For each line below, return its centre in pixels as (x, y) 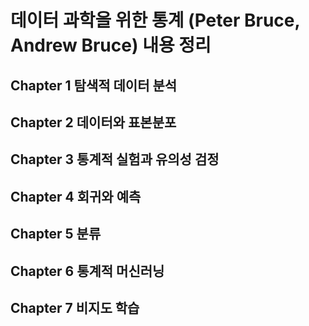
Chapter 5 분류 (56, 234)
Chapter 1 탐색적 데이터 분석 (94, 85)
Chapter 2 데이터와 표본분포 (93, 122)
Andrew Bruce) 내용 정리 (111, 45)
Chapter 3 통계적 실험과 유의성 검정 (115, 159)
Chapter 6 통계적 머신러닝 (87, 271)
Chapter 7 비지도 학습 (75, 307)
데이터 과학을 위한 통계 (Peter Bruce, (155, 20)
